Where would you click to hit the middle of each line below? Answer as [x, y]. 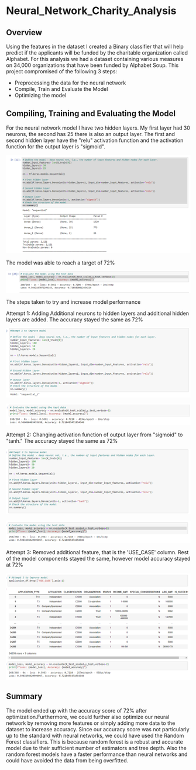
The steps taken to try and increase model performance [73, 302]
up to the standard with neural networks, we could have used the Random [95, 735]
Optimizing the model [40, 95]
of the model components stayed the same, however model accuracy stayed [98, 559]
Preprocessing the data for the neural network [70, 83]
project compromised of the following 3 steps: [62, 71]
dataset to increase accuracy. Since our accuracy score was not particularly [98, 729]
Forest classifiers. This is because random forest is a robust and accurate [94, 742]
